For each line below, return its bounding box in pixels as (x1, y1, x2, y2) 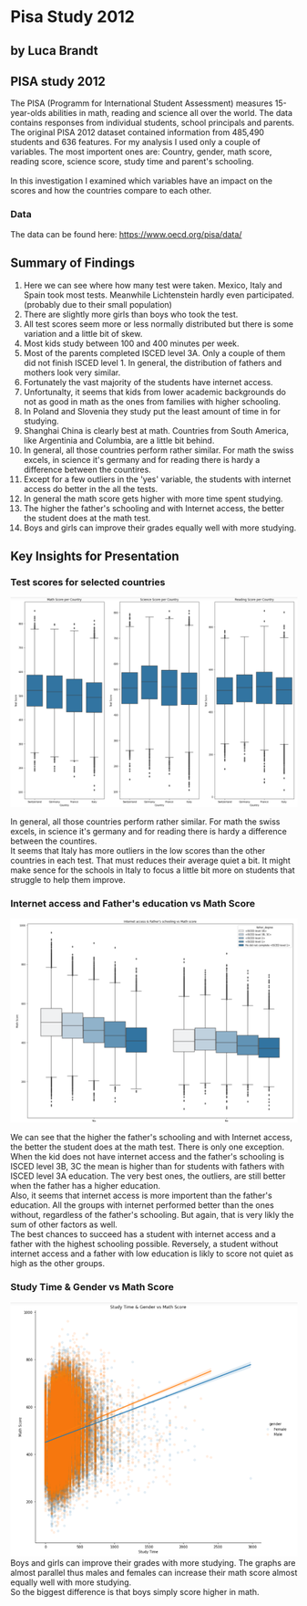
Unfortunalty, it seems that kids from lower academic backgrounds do (23, 386, 286, 397)
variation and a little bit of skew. (23, 328, 143, 339)
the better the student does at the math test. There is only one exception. (10, 1141, 285, 1152)
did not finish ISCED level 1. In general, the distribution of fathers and (23, 357, 282, 368)
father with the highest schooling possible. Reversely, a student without (10, 1239, 279, 1250)
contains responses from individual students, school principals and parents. (10, 117, 295, 129)
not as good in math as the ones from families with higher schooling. (23, 395, 281, 407)
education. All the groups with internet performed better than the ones (10, 1200, 274, 1211)
